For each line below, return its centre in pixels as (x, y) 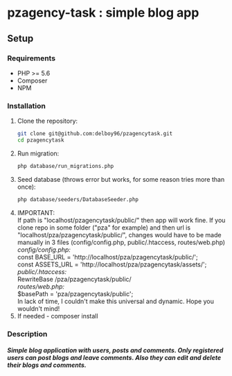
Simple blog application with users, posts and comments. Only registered (115, 350)
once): (26, 187)
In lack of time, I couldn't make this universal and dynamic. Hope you (116, 301)
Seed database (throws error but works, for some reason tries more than (121, 179)
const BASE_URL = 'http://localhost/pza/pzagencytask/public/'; (108, 257)
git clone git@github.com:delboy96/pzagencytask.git (95, 134)
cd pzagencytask (41, 140)
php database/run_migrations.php (65, 166)
